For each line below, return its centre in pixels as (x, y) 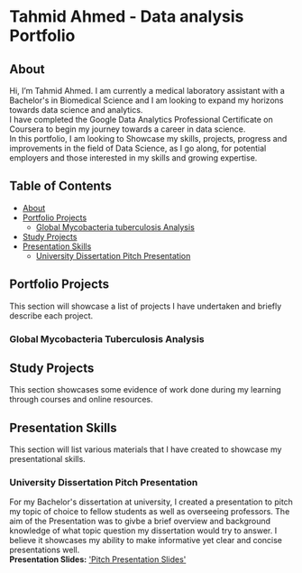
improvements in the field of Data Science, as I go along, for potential (138, 148)
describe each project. (51, 315)
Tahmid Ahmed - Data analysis (127, 17)
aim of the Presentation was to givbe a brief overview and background (140, 522)
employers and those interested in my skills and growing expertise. (133, 158)
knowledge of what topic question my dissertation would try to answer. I (143, 531)
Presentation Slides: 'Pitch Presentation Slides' (98, 559)
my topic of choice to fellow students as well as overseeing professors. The (150, 512)
